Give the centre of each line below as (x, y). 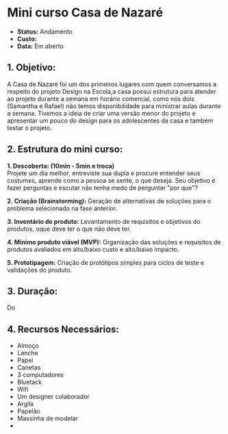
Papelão (28, 411)
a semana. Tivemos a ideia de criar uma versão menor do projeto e (102, 113)
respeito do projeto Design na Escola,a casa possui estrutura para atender (112, 91)
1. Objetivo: (31, 67)
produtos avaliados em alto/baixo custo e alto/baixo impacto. (93, 249)
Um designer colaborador (53, 397)
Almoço (28, 346)
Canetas (29, 368)
